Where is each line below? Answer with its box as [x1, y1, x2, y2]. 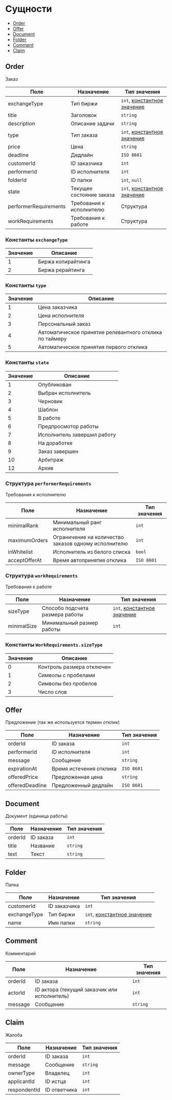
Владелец [45, 1069, 70, 1076]
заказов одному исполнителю [53, 540, 128, 547]
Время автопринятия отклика [53, 556, 127, 564]
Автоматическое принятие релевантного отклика [38, 329, 162, 336]
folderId [8, 176, 27, 183]
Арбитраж [38, 456, 64, 463]
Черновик [38, 398, 63, 405]
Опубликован [38, 381, 72, 388]
